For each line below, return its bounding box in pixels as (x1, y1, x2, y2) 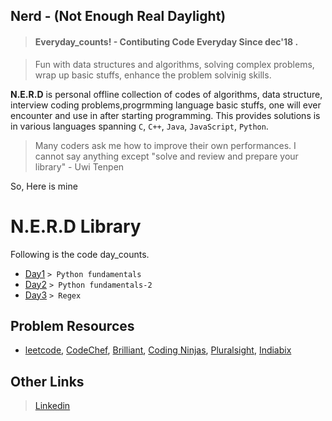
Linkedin (34, 400, 71, 412)
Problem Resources (10, 317, 135, 334)
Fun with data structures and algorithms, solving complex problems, (34, 58, 315, 70)
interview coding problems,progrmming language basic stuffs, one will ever (10, 99, 322, 111)
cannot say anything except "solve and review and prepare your (34, 150, 299, 162)
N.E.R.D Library (10, 215, 142, 238)
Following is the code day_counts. (10, 248, 150, 260)
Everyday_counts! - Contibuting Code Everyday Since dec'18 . (34, 35, 299, 48)
